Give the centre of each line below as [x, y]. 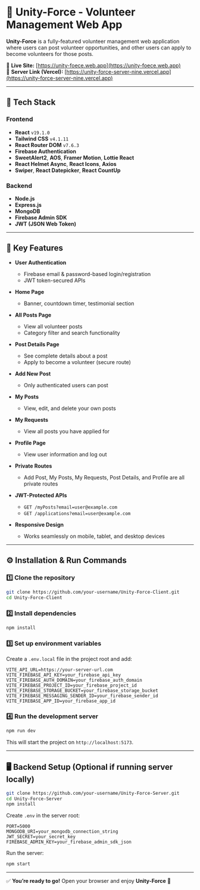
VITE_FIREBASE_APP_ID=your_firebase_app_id [61, 701]
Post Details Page [37, 344]
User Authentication [40, 262]
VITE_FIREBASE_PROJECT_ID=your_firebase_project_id [71, 685]
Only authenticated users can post [66, 385]
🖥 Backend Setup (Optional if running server [90, 767]
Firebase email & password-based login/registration [87, 274]
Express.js [28, 205]
